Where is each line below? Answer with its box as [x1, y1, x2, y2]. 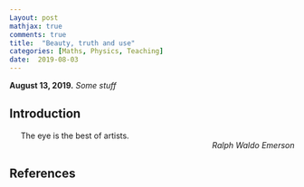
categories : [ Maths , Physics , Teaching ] [9, 47, 165, 56]
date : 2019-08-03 [9, 55, 79, 64]
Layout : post [9, 13, 59, 23]
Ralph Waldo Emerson [212, 139, 295, 150]
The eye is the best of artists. [21, 130, 129, 141]
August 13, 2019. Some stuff [9, 80, 117, 90]
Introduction [9, 106, 81, 122]
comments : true [9, 30, 67, 39]
